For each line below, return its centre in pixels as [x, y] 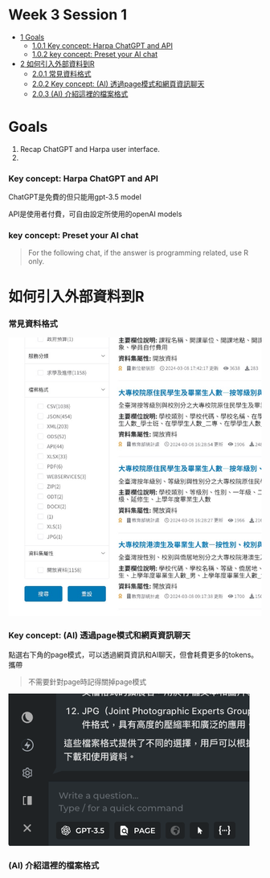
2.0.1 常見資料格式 [61, 73]
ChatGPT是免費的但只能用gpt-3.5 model [75, 197]
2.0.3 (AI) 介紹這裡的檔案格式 [80, 93]
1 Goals [32, 37]
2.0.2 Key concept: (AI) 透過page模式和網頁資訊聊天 [118, 84]
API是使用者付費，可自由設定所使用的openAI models [95, 214]
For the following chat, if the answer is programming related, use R [138, 253]
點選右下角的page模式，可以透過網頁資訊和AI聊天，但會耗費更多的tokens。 [133, 654]
